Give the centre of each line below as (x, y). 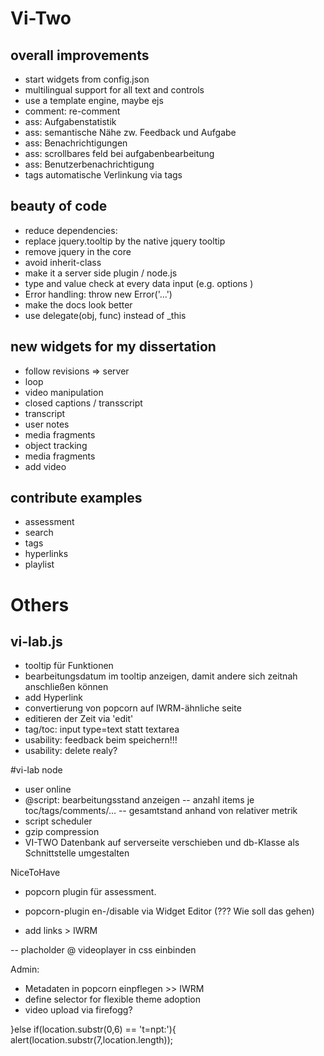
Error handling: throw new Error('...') (98, 294)
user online (48, 789)
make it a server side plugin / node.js (101, 273)
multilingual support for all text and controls (114, 90)
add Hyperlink (54, 698)
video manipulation (64, 392)
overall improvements (80, 55)
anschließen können (66, 687)
